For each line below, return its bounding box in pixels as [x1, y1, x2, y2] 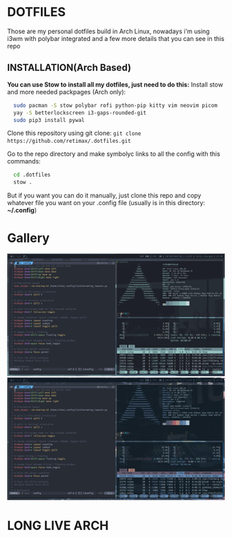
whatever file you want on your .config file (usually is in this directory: [7, 199, 206, 207]
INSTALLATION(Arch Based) [7, 62, 131, 73]
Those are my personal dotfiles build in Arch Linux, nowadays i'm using [7, 27, 210, 35]
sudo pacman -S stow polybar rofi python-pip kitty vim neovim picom [13, 102, 217, 109]
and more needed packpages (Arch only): [7, 87, 126, 96]
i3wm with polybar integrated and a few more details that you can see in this [7, 34, 224, 42]
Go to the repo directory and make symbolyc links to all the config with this [7, 150, 221, 158]
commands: [7, 157, 41, 166]
